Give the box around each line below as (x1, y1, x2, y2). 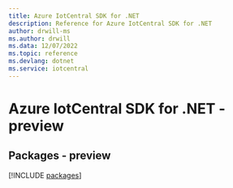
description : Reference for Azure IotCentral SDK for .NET (8, 19, 213, 28)
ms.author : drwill (8, 34, 71, 43)
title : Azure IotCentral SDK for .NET (8, 11, 140, 20)
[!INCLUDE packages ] (8, 170, 82, 180)
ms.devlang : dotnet (8, 58, 75, 66)
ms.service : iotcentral (8, 65, 89, 73)
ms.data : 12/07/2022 (8, 42, 79, 50)
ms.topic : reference (8, 49, 79, 58)
